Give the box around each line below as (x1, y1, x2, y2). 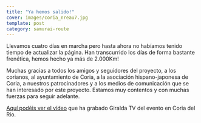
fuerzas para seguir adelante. (6, 93, 80, 100)
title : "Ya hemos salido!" (6, 8, 75, 15)
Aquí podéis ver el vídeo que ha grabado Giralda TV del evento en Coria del (6, 104, 196, 112)
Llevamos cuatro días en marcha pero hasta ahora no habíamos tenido (6, 42, 183, 50)
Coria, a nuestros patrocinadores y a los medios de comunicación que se (6, 80, 189, 87)
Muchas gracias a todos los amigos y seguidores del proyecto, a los (6, 67, 176, 75)
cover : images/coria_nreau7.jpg (6, 15, 88, 21)
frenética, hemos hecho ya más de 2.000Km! (6, 55, 120, 62)
